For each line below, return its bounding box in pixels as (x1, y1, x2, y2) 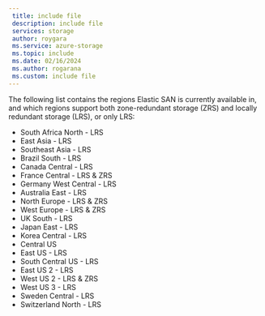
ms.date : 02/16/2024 (11, 58, 82, 66)
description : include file (11, 19, 104, 28)
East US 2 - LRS (19, 265, 75, 275)
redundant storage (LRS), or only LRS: (8, 111, 135, 122)
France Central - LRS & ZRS (19, 170, 113, 180)
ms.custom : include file (11, 72, 96, 80)
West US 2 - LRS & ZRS (19, 273, 99, 284)
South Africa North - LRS (19, 127, 104, 137)
